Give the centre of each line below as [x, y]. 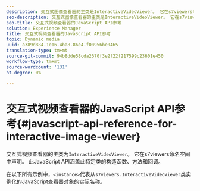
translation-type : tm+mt [37, 51]
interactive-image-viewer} [74, 137]
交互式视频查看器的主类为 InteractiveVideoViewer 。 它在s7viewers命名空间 [98, 154]
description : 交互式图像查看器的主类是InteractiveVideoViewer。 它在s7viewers [99, 12]
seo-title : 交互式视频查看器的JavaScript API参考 [64, 23]
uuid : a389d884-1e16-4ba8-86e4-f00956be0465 [62, 45]
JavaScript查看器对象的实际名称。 [64, 181]
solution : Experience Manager [44, 28]
